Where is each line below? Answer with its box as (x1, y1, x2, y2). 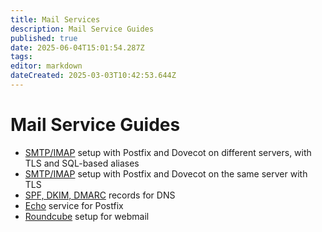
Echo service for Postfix (24, 199, 124, 211)
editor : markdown (10, 61, 83, 71)
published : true (10, 33, 78, 43)
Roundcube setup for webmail (24, 210, 150, 222)
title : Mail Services (10, 14, 101, 25)
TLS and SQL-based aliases (24, 157, 140, 169)
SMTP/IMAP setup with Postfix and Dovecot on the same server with (24, 167, 308, 180)
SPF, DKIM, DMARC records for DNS (24, 189, 176, 201)
